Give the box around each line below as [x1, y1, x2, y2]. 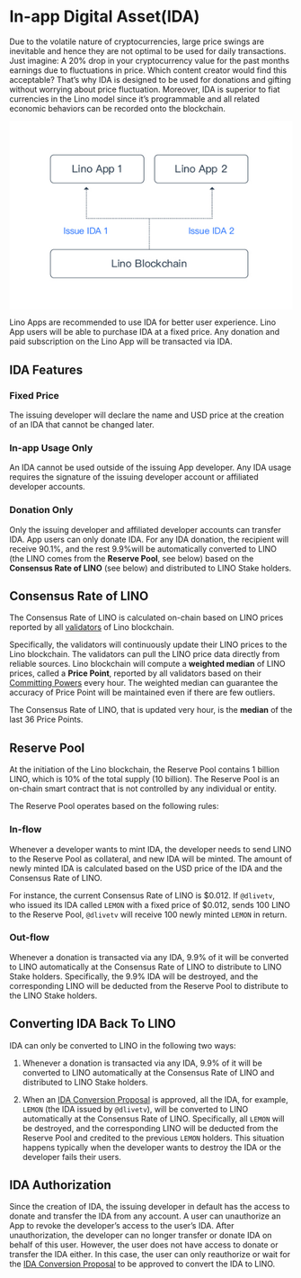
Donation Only [9, 504, 74, 517]
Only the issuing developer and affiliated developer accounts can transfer [9, 524, 281, 535]
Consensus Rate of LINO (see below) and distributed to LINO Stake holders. [9, 562, 292, 573]
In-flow [9, 823, 42, 836]
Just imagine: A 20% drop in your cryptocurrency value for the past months [9, 55, 290, 66]
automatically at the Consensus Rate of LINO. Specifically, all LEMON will [22, 1113, 285, 1124]
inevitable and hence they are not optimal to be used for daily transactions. [9, 45, 287, 56]
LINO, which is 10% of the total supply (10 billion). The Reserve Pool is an [9, 774, 280, 785]
